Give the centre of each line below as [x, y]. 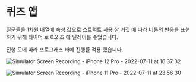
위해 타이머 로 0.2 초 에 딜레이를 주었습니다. [68, 37]
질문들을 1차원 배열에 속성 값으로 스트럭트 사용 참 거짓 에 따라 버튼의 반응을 [93, 29]
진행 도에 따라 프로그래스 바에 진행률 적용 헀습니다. [65, 49]
